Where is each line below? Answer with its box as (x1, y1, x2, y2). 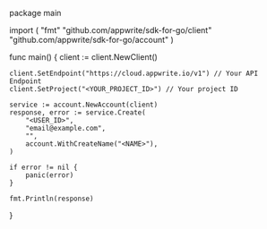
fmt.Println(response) (9, 194, 94, 203)
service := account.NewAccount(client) (9, 100, 159, 109)
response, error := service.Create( (9, 108, 146, 117)
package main (9, 8, 62, 18)
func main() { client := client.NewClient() (9, 52, 159, 62)
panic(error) (25, 171, 74, 180)
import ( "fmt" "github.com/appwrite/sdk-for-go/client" (9, 25, 212, 35)
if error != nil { (9, 163, 78, 172)
